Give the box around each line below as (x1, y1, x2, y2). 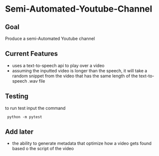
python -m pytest (7, 114, 42, 120)
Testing (5, 92, 29, 101)
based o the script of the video (12, 146, 74, 152)
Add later (5, 128, 34, 136)
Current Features (5, 50, 58, 58)
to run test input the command (5, 105, 66, 111)
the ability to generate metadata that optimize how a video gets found (12, 140, 152, 146)
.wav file (28, 78, 45, 84)
